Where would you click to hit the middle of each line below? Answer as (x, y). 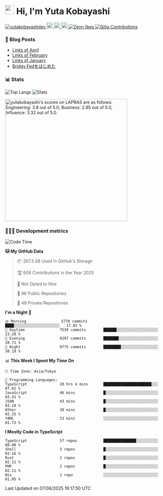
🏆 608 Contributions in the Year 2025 (55, 272)
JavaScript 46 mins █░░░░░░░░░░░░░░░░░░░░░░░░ (82, 393)
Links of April (25, 50)
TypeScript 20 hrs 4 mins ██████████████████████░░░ (82, 384)
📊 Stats (15, 80)
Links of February (30, 55)
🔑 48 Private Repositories (42, 302)
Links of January (29, 61)
